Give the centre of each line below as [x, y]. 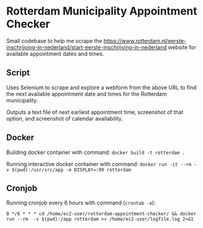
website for [182, 47]
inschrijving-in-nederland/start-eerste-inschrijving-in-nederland [87, 47]
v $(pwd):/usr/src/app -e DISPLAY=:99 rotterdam [69, 170]
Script [18, 73]
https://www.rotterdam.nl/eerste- [145, 41]
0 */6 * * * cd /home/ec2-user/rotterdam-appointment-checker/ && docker [101, 214]
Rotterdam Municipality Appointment [102, 11]
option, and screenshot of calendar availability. [65, 118]
